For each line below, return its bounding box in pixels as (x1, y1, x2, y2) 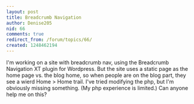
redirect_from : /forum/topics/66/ (6, 37, 93, 43)
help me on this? (6, 91, 47, 98)
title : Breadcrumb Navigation (6, 14, 82, 20)
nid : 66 (6, 25, 26, 32)
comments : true (6, 31, 44, 37)
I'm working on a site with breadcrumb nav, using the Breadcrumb (6, 58, 169, 66)
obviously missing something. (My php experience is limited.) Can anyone (6, 84, 189, 91)
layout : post (6, 8, 39, 15)
